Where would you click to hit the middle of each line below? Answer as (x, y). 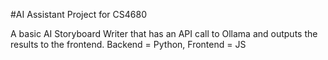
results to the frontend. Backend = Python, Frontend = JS (128, 44)
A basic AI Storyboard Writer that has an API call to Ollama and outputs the (164, 33)
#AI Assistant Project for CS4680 (78, 14)
